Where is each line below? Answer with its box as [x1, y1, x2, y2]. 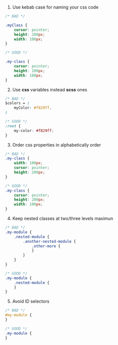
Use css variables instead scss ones [12, 86, 87, 92]
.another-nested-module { [23, 239, 77, 244]
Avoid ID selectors [12, 298, 49, 304]
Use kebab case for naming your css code [12, 4, 99, 10]
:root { [5, 124, 21, 129]
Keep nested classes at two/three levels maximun [12, 215, 114, 221]
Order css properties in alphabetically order [12, 141, 101, 148]
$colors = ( [5, 101, 30, 106]
